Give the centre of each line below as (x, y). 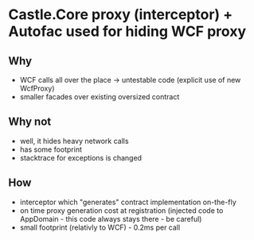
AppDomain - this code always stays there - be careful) (111, 219)
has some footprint (51, 149)
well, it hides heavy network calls (74, 141)
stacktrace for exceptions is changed (80, 157)
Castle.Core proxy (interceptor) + (121, 15)
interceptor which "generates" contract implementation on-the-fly (128, 202)
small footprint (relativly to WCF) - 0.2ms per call (100, 227)
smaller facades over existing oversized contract (100, 97)
